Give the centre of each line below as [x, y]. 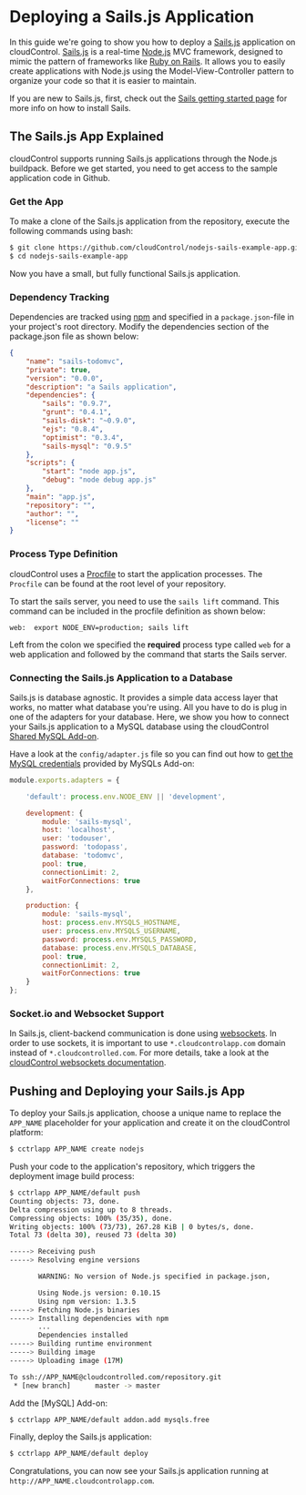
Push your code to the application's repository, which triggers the [133, 1166]
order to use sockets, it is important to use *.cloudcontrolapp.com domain [148, 1043]
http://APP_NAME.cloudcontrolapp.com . [82, 1480]
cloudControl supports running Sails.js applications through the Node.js [143, 158]
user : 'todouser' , [77, 839]
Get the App [36, 201]
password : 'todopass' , [85, 847]
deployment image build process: [72, 1176]
